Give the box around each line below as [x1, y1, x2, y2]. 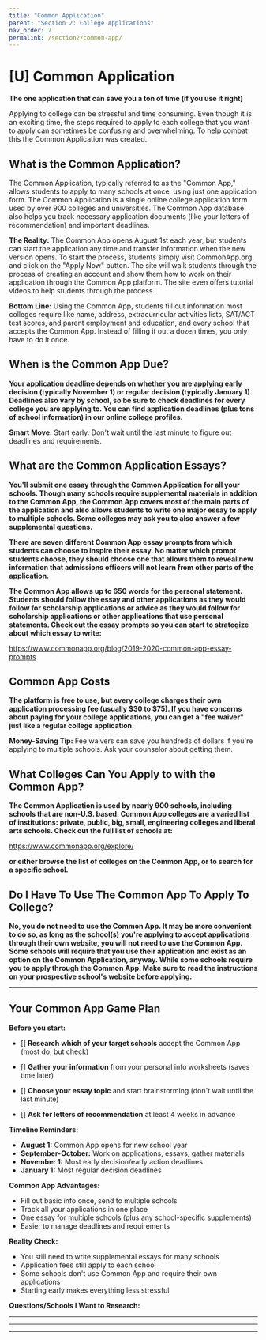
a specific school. [9, 865, 69, 874]
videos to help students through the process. [9, 286, 155, 295]
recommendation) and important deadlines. [9, 221, 150, 229]
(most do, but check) [20, 1047, 89, 1056]
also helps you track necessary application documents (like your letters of [9, 212, 249, 221]
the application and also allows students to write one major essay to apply [9, 505, 257, 515]
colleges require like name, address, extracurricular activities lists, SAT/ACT [9, 310, 255, 319]
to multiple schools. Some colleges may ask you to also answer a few [9, 513, 240, 523]
